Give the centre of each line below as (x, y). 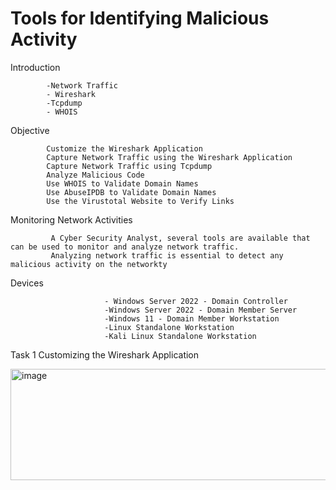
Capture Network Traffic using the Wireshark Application (169, 157)
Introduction (35, 67)
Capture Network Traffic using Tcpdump (129, 166)
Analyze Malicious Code (95, 175)
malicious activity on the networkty (89, 264)
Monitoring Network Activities (71, 219)
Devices (27, 283)
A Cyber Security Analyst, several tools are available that (180, 238)
